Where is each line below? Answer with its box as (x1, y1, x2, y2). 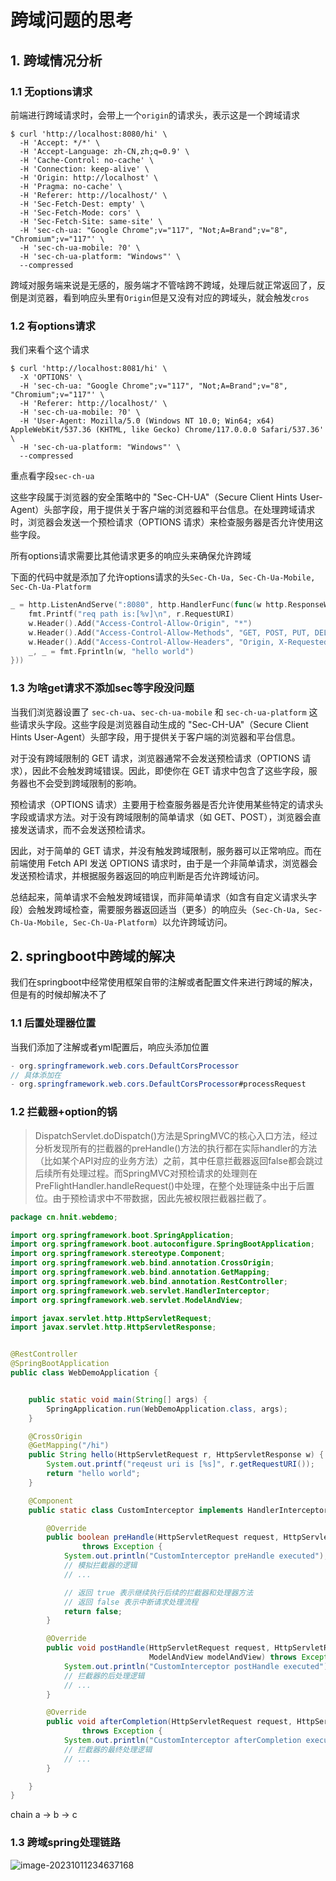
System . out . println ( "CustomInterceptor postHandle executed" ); (63, 1661, 333, 1671)
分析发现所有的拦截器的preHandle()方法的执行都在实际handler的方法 (34, 1142, 318, 1154)
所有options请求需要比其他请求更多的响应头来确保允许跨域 (10, 550, 252, 562)
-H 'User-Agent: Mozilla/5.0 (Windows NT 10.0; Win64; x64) (19, 416, 275, 426)
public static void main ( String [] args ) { (28, 1394, 208, 1405)
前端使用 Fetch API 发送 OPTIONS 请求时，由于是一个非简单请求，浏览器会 (10, 857, 318, 869)
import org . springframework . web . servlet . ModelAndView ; (10, 1295, 244, 1305)
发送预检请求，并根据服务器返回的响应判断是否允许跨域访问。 (10, 869, 265, 881)
